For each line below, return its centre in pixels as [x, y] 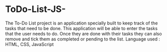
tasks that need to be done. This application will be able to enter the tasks [81, 28]
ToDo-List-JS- [36, 9]
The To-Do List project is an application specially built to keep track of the [81, 23]
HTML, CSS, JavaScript [30, 44]
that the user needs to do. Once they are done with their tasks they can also [83, 33]
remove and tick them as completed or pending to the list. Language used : [83, 39]
